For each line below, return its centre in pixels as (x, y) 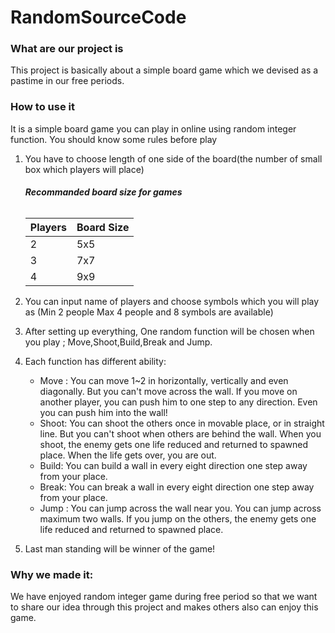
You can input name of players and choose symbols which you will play (172, 301)
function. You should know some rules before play (114, 139)
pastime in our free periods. (67, 81)
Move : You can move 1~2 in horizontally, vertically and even (164, 380)
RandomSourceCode (98, 17)
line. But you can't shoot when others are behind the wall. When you (180, 433)
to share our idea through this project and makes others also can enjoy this (164, 607)
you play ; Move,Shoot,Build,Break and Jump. (118, 342)
